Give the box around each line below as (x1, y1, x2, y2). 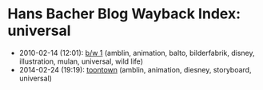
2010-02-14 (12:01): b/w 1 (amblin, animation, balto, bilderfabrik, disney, (18, 48, 255, 57)
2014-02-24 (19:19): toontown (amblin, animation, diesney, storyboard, (18, 65, 252, 74)
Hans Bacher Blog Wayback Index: (7, 5, 241, 23)
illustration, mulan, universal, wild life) (18, 57, 143, 66)
